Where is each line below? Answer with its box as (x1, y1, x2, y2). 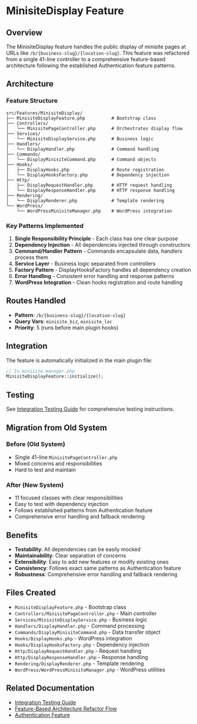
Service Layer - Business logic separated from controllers (14, 260, 156, 267)
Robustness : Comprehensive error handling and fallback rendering (14, 570, 178, 578)
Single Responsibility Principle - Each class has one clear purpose (14, 234, 178, 242)
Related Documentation (6, 683, 95, 693)
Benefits (6, 530, 38, 540)
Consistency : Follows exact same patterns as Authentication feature (14, 564, 181, 571)
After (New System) (6, 481, 64, 489)
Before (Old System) (6, 440, 66, 448)
